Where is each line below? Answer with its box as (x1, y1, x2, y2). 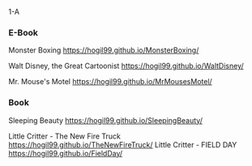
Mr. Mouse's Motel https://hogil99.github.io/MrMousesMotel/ (8, 77, 212, 87)
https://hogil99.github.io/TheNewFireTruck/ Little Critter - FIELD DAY (8, 139, 237, 149)
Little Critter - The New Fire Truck (8, 131, 122, 141)
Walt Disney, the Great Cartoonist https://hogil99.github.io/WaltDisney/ (8, 61, 245, 71)
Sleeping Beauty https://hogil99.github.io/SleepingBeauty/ (8, 115, 203, 125)
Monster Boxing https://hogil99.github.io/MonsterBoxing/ (8, 45, 199, 55)
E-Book (8, 27, 38, 38)
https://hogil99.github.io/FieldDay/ (8, 148, 123, 158)
